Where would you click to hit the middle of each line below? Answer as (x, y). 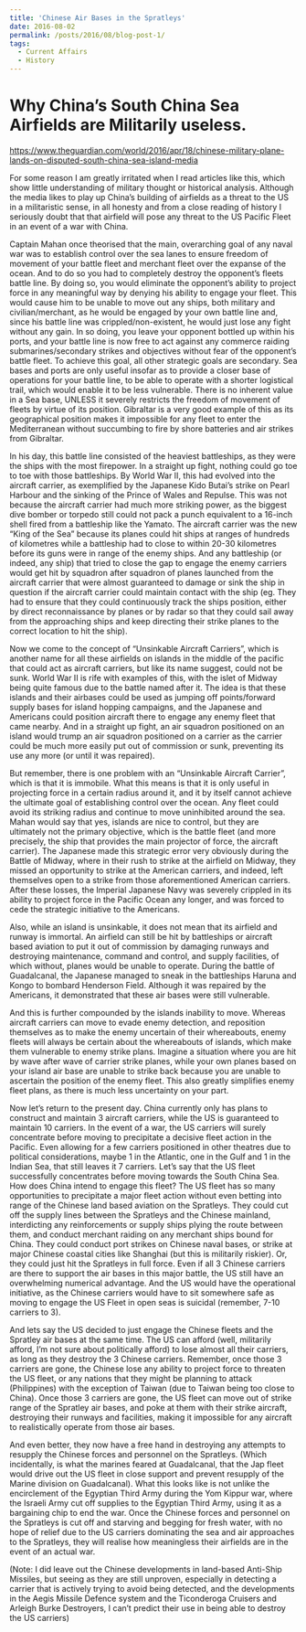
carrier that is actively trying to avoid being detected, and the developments (152, 1588)
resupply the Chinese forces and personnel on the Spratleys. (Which (138, 1454)
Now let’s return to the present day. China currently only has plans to (138, 1108)
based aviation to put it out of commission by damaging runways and (139, 946)
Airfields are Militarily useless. (128, 125)
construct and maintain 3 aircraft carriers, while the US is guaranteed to (144, 1117)
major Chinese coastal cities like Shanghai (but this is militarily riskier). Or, (148, 1253)
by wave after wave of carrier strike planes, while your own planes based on (153, 1061)
